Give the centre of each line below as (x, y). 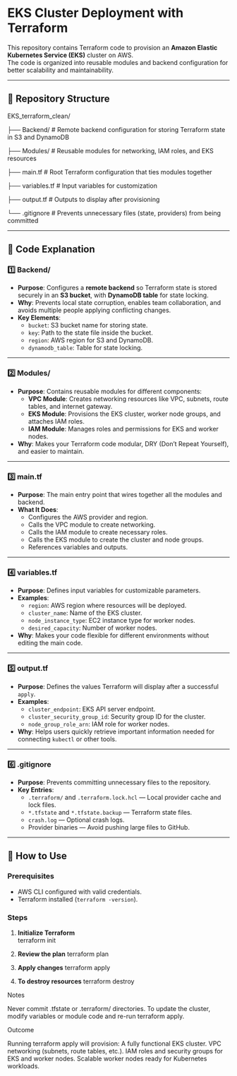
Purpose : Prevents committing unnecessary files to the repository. (114, 782)
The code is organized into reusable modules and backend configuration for (118, 62)
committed (23, 220)
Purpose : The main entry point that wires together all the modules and (120, 495)
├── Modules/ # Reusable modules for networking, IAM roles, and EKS (110, 150)
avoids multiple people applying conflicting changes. (94, 310)
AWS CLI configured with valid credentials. (80, 892)
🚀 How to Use (37, 856)
